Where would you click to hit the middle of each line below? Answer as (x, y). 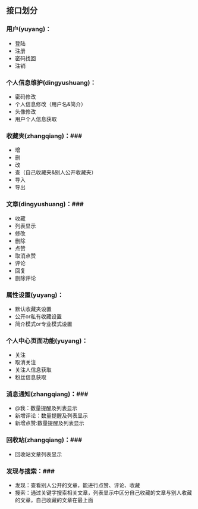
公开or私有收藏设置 (38, 316)
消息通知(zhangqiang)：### (47, 394)
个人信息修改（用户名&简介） (50, 104)
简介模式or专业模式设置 (43, 324)
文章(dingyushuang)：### (45, 204)
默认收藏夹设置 (33, 309)
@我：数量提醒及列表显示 (46, 408)
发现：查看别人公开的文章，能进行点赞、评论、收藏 (77, 485)
